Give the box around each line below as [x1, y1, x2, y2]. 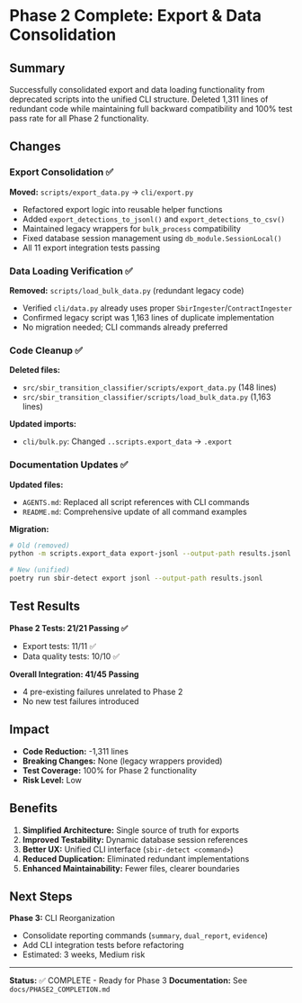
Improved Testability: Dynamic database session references [22, 834, 249, 845]
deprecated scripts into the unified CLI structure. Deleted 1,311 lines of [9, 94, 269, 104]
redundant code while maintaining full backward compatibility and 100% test [9, 104, 293, 113]
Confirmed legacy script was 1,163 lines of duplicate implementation [22, 312, 275, 322]
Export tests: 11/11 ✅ [22, 640, 97, 651]
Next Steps [9, 889, 73, 904]
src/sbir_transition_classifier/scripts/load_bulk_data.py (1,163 [22, 392, 271, 402]
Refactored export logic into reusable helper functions [22, 203, 223, 214]
